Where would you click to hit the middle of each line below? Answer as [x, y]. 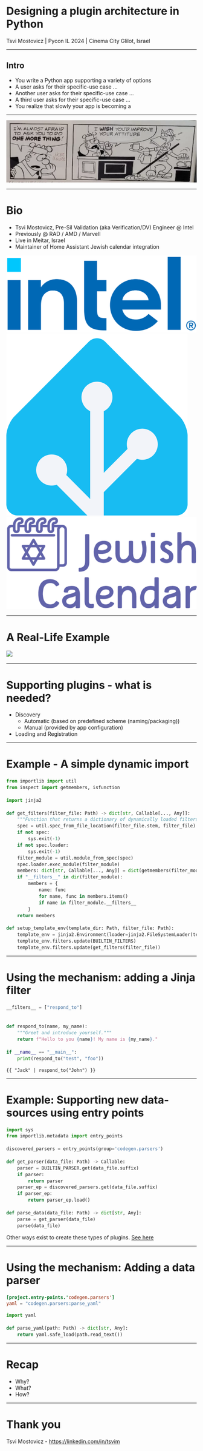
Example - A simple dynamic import [98, 764]
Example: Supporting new [72, 1100]
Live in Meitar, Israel [40, 240]
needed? [29, 698]
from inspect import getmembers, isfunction [63, 788]
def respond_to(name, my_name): [47, 1026]
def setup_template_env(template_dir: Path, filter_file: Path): [90, 928]
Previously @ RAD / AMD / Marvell [58, 234]
